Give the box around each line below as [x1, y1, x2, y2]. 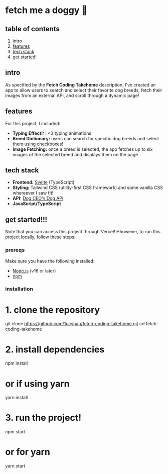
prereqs [5, 246, 25, 253]
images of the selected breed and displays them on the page [12, 151, 138, 157]
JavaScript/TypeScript [12, 201, 61, 207]
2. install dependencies [5, 344, 105, 355]
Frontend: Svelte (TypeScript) [12, 179, 75, 185]
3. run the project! [5, 412, 82, 424]
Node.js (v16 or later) [12, 267, 56, 273]
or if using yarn [5, 378, 70, 389]
